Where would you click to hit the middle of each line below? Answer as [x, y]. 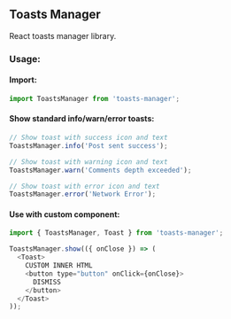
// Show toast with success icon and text [89, 138]
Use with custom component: [65, 214]
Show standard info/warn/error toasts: [82, 119]
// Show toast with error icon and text [85, 186]
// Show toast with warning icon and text [89, 162]
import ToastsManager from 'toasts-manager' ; [94, 98]
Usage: [25, 58]
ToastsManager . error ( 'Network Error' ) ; [83, 194]
